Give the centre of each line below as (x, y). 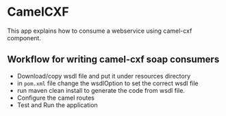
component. (24, 38)
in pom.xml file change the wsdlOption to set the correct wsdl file (108, 83)
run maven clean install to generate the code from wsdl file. (101, 90)
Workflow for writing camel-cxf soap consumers (113, 60)
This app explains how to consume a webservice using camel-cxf (100, 31)
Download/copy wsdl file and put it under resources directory (104, 76)
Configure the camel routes (55, 98)
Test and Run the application (57, 105)
